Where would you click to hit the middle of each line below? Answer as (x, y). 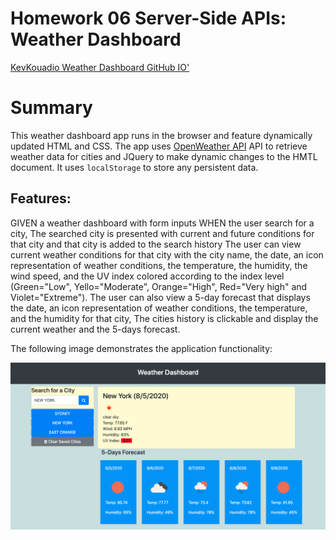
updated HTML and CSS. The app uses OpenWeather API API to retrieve (159, 146)
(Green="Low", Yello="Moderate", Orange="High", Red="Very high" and (159, 286)
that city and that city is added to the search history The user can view (156, 244)
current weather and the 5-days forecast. (95, 329)
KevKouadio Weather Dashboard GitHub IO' (100, 67)
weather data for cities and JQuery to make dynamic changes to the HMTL (164, 156)
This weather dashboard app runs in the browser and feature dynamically (161, 135)
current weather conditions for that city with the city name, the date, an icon (167, 254)
